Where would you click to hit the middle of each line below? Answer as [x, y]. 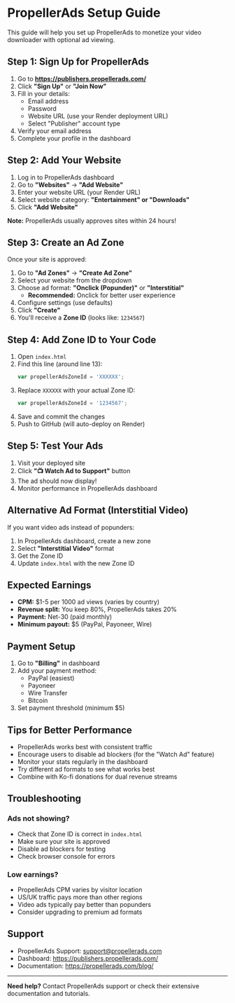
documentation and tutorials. [49, 993]
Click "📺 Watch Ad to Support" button [74, 470]
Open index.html [42, 357]
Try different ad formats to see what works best [86, 769]
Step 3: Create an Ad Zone [66, 242]
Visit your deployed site [51, 463]
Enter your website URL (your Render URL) [79, 192]
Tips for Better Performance [70, 730]
